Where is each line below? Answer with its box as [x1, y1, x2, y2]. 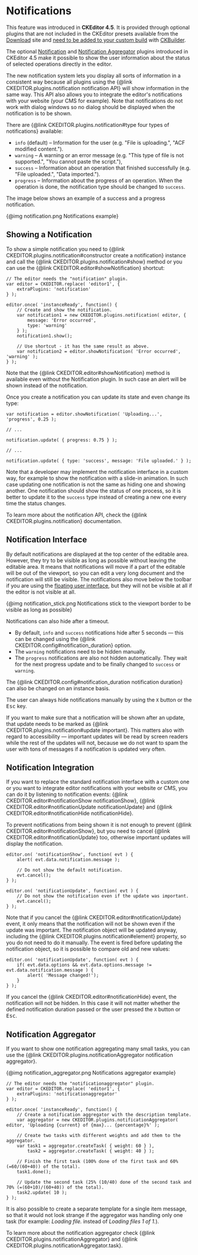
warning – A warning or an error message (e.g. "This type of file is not [14, 151, 184, 158]
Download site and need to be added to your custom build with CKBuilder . [6, 36, 186, 43]
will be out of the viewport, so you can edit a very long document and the [6, 569, 184, 576]
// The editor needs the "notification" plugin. [6, 276, 128, 282]
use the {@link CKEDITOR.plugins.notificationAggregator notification [6, 1052, 173, 1059]
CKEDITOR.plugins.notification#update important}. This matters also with [6, 727, 184, 734]
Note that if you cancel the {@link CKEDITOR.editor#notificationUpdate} [6, 914, 181, 921]
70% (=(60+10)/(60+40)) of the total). [6, 1184, 105, 1190]
